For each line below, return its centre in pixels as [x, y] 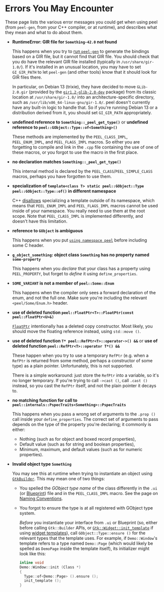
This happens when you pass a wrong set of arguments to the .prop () [84, 414]
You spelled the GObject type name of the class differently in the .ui [88, 488]
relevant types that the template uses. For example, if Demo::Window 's [88, 538]
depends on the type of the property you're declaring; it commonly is [82, 424]
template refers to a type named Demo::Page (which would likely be [86, 543]
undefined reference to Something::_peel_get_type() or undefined [80, 122]
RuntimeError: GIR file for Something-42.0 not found [64, 41]
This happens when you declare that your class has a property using [81, 268]
